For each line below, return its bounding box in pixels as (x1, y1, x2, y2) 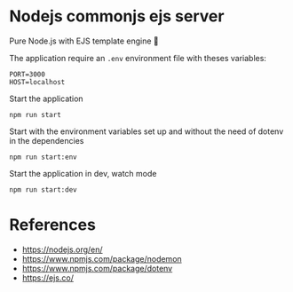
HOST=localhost (9, 77, 66, 86)
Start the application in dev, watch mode (9, 168, 157, 178)
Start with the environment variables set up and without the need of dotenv (9, 126, 284, 137)
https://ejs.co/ (21, 272, 74, 283)
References (9, 215, 96, 235)
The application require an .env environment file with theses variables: (9, 52, 266, 63)
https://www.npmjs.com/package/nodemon (21, 253, 182, 264)
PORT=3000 (9, 69, 46, 79)
